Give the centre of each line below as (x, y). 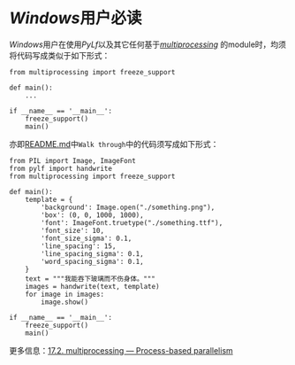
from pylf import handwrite (61, 168)
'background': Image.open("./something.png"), (128, 207)
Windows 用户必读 (76, 18)
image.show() (65, 302)
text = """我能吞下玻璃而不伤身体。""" (91, 279)
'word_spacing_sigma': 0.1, (92, 261)
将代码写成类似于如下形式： (60, 55)
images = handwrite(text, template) (93, 286)
